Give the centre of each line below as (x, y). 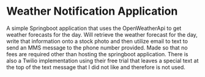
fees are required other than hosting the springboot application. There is (97, 54)
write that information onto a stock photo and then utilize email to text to (97, 41)
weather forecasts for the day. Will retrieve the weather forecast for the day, (102, 34)
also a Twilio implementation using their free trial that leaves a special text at (102, 61)
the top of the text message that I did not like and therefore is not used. (96, 67)
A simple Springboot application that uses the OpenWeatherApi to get (94, 28)
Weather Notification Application (92, 11)
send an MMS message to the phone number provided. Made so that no (97, 48)
